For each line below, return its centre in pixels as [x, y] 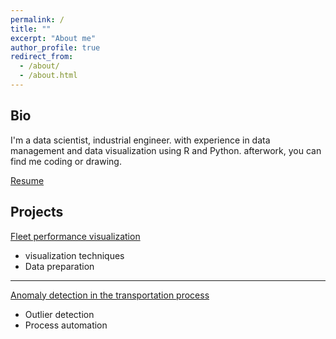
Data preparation [59, 266]
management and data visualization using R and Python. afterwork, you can [166, 150]
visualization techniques [74, 255]
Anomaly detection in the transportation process [110, 295]
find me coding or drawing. [66, 161]
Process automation [66, 325]
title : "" [31, 29]
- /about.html [48, 76]
